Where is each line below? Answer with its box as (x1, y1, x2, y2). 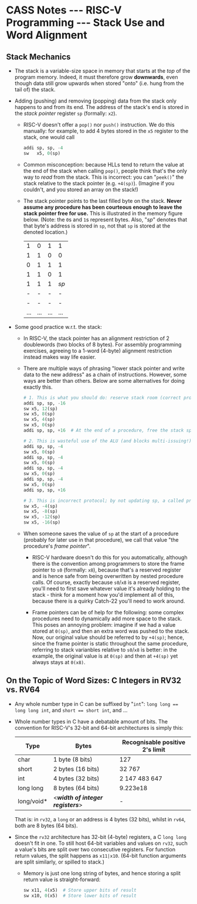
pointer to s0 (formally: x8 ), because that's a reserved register (32, 566, 181, 573)
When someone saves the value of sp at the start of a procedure (23, 530, 179, 537)
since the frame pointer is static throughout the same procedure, (32, 640, 189, 647)
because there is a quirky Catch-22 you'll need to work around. (32, 597, 185, 604)
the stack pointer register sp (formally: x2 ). (14, 110, 117, 117)
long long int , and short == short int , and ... (14, 706, 128, 713)
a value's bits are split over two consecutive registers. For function (14, 845, 176, 853)
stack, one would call (23, 134, 75, 141)
